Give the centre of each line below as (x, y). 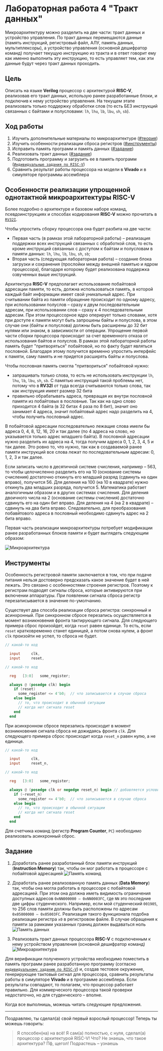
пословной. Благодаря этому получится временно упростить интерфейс (81, 351)
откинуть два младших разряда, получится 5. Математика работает (76, 487)
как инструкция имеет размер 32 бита (52, 391)
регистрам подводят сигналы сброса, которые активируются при (73, 591)
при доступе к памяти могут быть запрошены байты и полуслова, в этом (81, 320)
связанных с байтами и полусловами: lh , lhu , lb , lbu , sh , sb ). (67, 111)
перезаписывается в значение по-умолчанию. (53, 601)
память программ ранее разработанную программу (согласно (71, 964)
